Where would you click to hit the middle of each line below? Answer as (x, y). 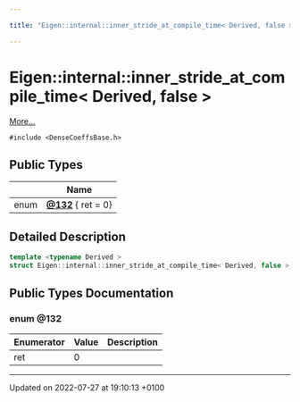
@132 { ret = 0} (79, 205)
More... (22, 121)
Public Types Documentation (92, 293)
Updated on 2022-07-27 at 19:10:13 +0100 (87, 387)
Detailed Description (68, 236)
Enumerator (39, 342)
